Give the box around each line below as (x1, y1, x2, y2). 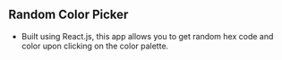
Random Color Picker (8, 7, 129, 22)
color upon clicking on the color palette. (21, 40, 169, 51)
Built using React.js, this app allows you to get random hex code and (21, 30, 274, 41)
